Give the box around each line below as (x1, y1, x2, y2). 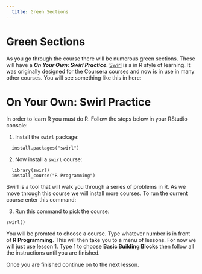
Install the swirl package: (14, 133, 80, 141)
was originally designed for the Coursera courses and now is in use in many (6, 68, 195, 75)
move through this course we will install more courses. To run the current (6, 190, 188, 197)
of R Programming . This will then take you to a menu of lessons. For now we (6, 236, 197, 243)
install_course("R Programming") (11, 173, 96, 179)
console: (6, 121, 28, 129)
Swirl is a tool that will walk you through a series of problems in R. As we (6, 183, 186, 190)
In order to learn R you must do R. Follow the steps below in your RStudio (6, 115, 188, 123)
